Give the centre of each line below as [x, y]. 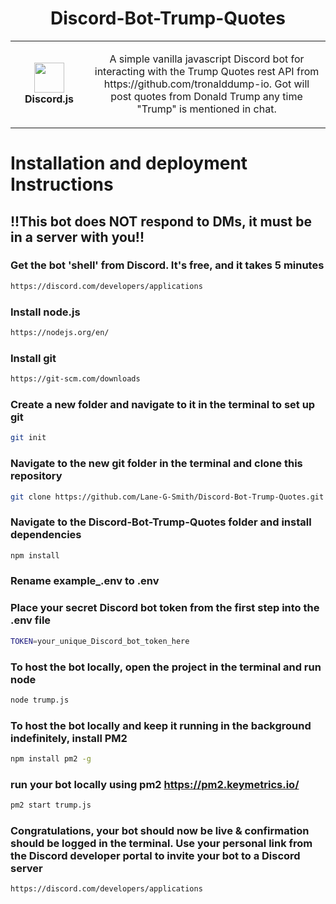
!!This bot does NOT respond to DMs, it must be [161, 221]
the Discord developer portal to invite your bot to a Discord [155, 856]
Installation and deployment [129, 163]
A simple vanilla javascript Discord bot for [207, 59]
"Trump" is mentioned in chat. [206, 109]
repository [36, 476]
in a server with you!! [77, 237]
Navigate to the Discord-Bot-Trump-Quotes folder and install [161, 522]
